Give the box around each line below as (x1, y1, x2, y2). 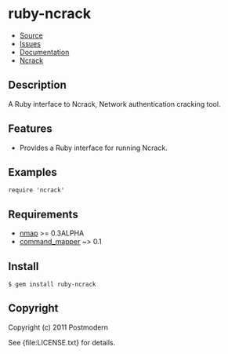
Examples (8, 166, 57, 179)
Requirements (8, 207, 78, 221)
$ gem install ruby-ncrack (8, 280, 96, 288)
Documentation (19, 47, 70, 57)
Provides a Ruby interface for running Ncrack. (19, 143, 168, 152)
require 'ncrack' (8, 186, 65, 195)
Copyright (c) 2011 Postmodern (8, 323, 108, 332)
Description (8, 78, 67, 92)
